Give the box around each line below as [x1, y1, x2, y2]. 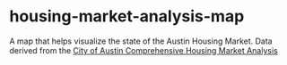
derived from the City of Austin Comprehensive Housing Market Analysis [9, 45, 278, 55]
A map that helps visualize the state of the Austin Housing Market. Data [9, 36, 273, 46]
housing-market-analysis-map [9, 6, 245, 27]
